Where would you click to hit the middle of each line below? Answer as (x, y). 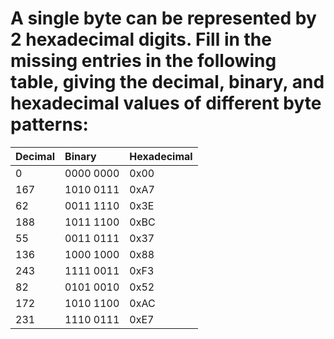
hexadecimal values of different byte (166, 103)
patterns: (49, 124)
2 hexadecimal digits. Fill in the (141, 39)
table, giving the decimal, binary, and (167, 82)
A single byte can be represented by (163, 18)
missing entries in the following (143, 61)
